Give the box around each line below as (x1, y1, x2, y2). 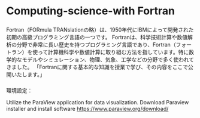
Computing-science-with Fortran (6, 4, 175, 18)
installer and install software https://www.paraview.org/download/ (6, 105, 169, 113)
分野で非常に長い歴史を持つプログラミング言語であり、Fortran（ (16, 41, 176, 48)
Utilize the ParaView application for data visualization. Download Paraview (6, 99, 189, 106)
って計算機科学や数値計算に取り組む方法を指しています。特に (37, 49, 189, 56)
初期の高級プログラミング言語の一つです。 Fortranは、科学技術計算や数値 (6, 34, 188, 41)
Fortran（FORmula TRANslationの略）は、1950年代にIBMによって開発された (6, 26, 194, 33)
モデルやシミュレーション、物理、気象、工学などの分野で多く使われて (22, 56, 195, 63)
